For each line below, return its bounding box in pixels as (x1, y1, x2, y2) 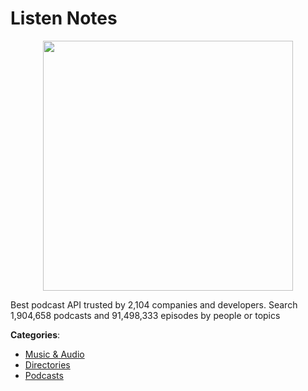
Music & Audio (24, 348, 85, 360)
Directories (24, 358, 71, 371)
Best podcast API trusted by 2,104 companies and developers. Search (10, 298, 298, 311)
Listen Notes (10, 7, 118, 30)
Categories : (10, 328, 61, 341)
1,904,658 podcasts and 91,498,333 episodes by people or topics (10, 309, 281, 321)
